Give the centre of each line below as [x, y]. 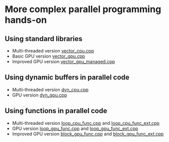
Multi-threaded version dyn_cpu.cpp [50, 89]
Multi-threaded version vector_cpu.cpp [53, 51]
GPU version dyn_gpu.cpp [39, 95]
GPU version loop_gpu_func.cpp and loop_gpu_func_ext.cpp [75, 128]
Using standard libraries [44, 39]
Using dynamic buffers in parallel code [67, 78]
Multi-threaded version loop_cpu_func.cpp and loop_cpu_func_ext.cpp [86, 123]
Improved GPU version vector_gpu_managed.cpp [63, 61]
